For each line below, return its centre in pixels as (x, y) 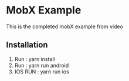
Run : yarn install (35, 59)
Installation (27, 45)
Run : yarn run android (42, 65)
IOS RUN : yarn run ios (42, 72)
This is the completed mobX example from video (64, 26)
